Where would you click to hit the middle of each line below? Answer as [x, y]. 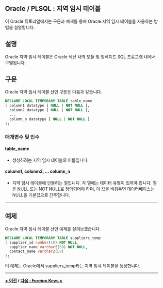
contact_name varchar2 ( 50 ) [37, 251]
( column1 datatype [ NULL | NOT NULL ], [48, 106]
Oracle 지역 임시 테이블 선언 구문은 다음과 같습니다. [54, 92]
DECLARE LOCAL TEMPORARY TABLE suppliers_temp [53, 238]
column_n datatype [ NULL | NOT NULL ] [50, 119]
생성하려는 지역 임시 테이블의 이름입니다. [50, 160]
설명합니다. [24, 27]
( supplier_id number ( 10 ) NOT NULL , [42, 243]
